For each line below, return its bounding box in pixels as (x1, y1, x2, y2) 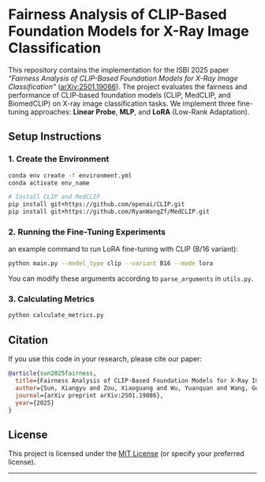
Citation (8, 333, 49, 346)
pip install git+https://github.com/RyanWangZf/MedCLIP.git (8, 207, 211, 216)
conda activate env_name (8, 179, 90, 187)
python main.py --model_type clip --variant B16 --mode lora (8, 260, 214, 267)
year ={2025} (15, 398, 55, 407)
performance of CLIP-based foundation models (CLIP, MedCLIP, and (8, 90, 231, 99)
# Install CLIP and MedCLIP (8, 193, 101, 201)
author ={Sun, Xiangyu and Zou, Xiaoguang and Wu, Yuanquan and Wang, (15, 384, 248, 392)
